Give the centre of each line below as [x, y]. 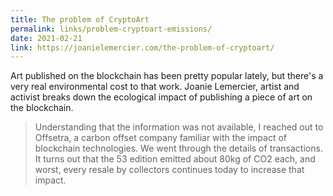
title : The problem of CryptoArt [80, 19]
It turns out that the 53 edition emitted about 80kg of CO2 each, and [175, 159]
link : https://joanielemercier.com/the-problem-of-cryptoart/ [142, 47]
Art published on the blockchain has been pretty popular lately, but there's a [167, 76]
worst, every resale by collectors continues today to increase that [169, 170]
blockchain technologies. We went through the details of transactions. [178, 148]
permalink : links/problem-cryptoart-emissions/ [111, 29]
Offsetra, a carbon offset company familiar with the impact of [161, 138]
